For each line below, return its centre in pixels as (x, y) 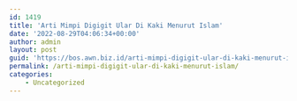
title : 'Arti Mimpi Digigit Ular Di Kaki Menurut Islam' (116, 25)
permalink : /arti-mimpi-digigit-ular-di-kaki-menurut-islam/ (124, 67)
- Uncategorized (55, 83)
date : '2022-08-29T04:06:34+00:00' (75, 33)
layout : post (33, 50)
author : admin (35, 42)
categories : (31, 75)
